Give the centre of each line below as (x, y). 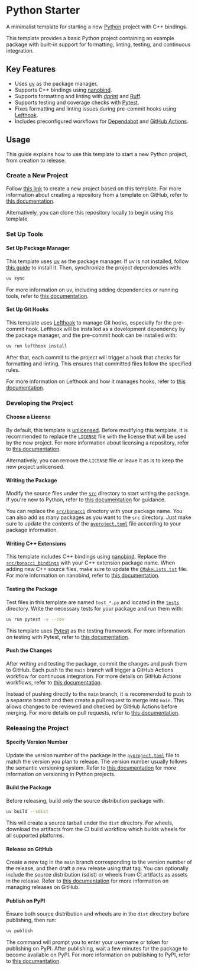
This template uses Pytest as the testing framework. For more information (96, 631)
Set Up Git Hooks (27, 309)
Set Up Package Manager (38, 248)
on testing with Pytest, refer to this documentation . (68, 637)
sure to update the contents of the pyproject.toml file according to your (94, 524)
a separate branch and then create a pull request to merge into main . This (95, 700)
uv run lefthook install (37, 346)
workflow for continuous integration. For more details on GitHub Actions (94, 676)
